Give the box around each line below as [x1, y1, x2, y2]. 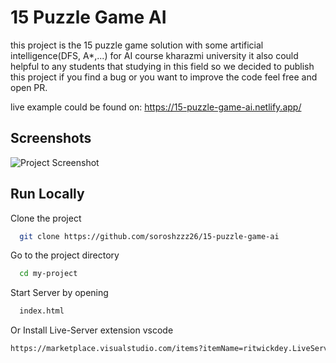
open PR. [10, 81, 48, 93]
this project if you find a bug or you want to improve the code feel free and [10, 71, 318, 83]
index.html [19, 306, 65, 316]
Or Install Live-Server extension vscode [10, 324, 174, 336]
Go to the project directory [10, 249, 120, 261]
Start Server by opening [10, 287, 109, 299]
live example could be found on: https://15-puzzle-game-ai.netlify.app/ [10, 101, 302, 113]
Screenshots [10, 130, 92, 147]
